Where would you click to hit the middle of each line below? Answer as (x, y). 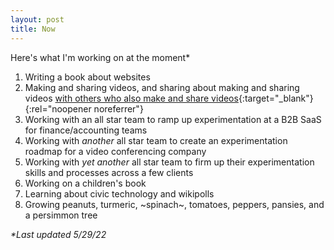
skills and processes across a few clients (109, 172)
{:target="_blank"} (276, 98)
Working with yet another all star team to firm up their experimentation (169, 162)
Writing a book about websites (87, 77)
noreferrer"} (118, 108)
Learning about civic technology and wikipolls (119, 193)
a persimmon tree (61, 215)
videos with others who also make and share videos (131, 98)
